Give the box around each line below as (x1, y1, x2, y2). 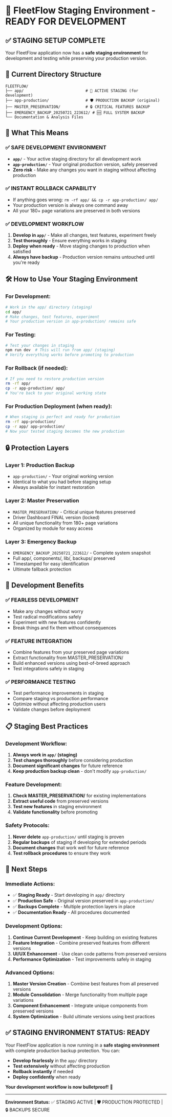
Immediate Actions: (5, 880, 55, 887)
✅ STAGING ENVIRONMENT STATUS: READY (5, 1029, 150, 1037)
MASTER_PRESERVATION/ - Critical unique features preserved (12, 509, 136, 515)
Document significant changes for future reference (12, 763, 123, 769)
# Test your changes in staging (5, 343, 74, 348)
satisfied (12, 249, 31, 255)
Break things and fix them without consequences (12, 625, 117, 631)
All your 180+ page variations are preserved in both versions (12, 207, 140, 214)
